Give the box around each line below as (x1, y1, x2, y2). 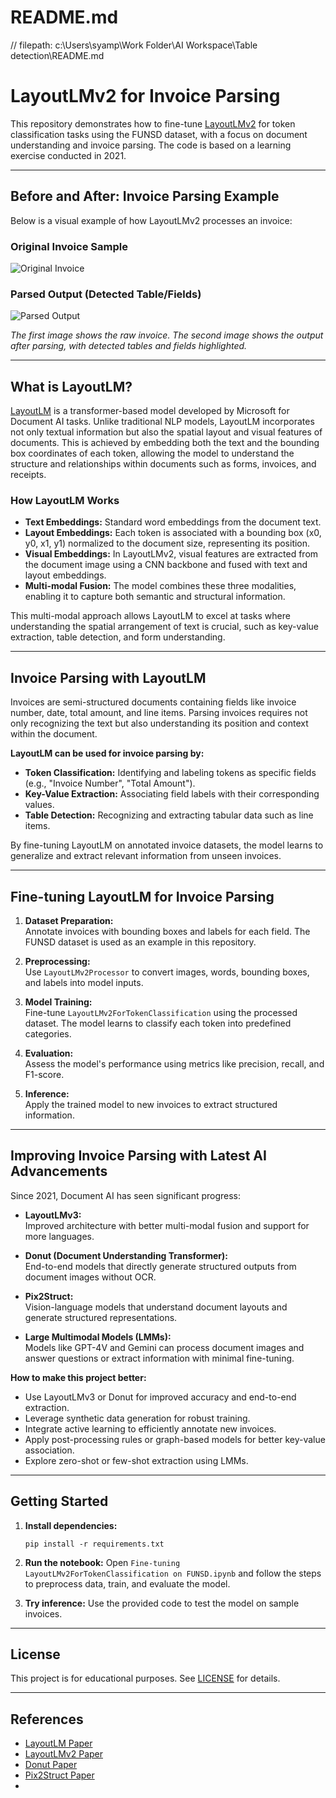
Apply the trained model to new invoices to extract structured (24, 1099, 278, 1111)
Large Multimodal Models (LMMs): (24, 1331, 172, 1343)
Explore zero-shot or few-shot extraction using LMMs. (24, 1454, 249, 1466)
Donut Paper (24, 1759, 78, 1771)
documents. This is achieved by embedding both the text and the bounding (10, 437, 320, 449)
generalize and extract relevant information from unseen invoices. (10, 850, 282, 862)
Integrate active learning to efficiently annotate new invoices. (24, 1422, 277, 1435)
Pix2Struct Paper (24, 1769, 95, 1781)
